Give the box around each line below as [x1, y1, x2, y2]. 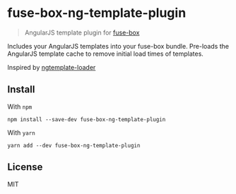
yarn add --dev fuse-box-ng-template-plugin [7, 142, 141, 149]
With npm [7, 102, 33, 111]
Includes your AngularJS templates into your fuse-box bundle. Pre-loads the [7, 42, 230, 50]
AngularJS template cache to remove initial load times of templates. [7, 49, 203, 58]
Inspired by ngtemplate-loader [7, 63, 96, 71]
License [7, 161, 43, 174]
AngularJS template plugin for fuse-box [24, 28, 140, 37]
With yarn [7, 128, 35, 137]
